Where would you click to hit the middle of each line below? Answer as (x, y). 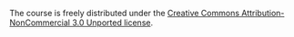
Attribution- (263, 13)
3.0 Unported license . (112, 23)
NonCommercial (40, 23)
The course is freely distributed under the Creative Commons (124, 13)
